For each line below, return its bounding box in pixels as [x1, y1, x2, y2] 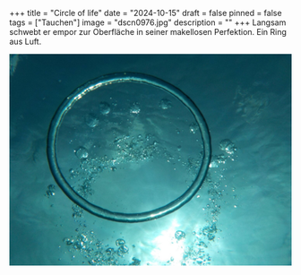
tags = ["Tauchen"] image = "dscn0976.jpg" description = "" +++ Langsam [9, 17, 287, 28]
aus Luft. [9, 36, 42, 47]
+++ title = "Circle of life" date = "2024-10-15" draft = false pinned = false [9, 8, 282, 18]
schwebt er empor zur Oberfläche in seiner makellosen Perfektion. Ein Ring [9, 27, 287, 37]
